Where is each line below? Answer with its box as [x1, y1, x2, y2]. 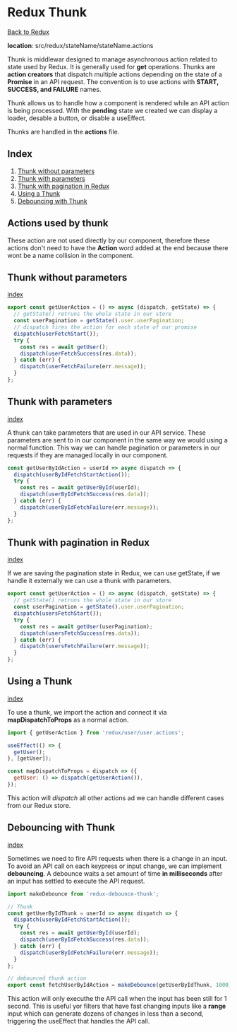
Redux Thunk [7, 4, 87, 20]
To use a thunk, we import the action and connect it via [7, 708, 167, 716]
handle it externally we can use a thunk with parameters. [7, 577, 172, 585]
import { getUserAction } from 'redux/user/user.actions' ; [7, 729, 185, 736]
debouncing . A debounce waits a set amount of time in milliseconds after [7, 869, 223, 877]
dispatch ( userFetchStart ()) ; [13, 330, 99, 337]
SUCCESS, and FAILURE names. [7, 85, 102, 93]
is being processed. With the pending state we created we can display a [7, 106, 218, 115]
